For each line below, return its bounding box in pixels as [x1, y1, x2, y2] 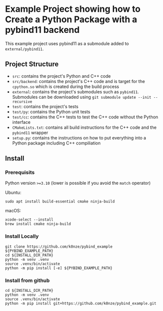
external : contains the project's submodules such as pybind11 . [12, 88, 139, 94]
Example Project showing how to [5, 3, 141, 15]
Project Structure [5, 60, 59, 68]
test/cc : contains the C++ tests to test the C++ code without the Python [12, 114, 158, 120]
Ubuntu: [5, 190, 22, 196]
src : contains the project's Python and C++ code [12, 73, 111, 79]
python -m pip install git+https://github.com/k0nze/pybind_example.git [5, 301, 157, 306]
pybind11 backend [5, 25, 80, 35]
